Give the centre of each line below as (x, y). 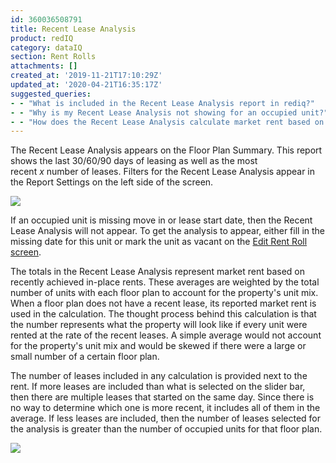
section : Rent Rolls (53, 57)
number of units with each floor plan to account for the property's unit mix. (164, 293)
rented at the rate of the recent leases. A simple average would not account (166, 335)
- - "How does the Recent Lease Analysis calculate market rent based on (167, 122)
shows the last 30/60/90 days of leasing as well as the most (134, 161)
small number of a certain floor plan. (85, 357)
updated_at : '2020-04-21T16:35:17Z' (86, 85)
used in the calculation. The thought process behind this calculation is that (163, 314)
